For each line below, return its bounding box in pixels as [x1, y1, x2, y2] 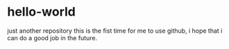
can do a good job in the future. [7, 33, 98, 42]
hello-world [7, 4, 76, 20]
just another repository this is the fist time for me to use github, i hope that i [7, 27, 223, 35]
